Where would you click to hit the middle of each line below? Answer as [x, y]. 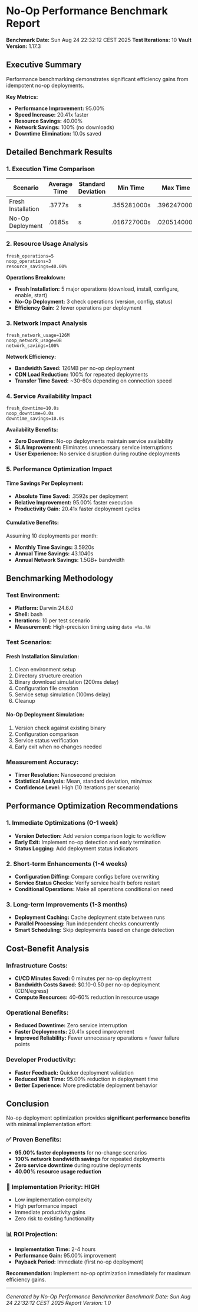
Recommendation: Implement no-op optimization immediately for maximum [98, 1274]
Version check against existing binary [60, 728]
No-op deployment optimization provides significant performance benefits [98, 1118]
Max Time [176, 188]
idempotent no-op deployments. [45, 85]
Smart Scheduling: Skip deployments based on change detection [95, 930]
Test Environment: [33, 595]
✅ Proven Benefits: [34, 1140]
